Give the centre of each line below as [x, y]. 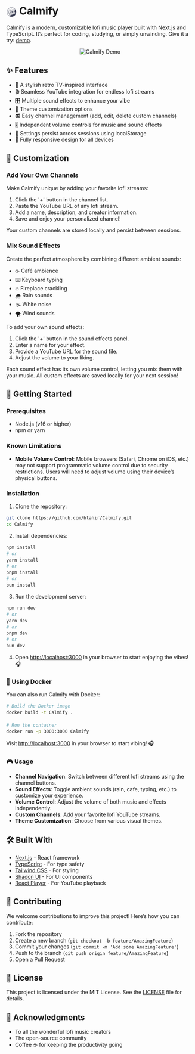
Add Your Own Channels [42, 175]
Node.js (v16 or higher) [43, 424]
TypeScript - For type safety [49, 864]
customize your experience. [49, 795]
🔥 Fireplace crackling [41, 288]
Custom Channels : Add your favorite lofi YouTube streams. [88, 814]
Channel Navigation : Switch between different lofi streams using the [99, 776]
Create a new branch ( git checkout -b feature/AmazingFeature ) [94, 940]
